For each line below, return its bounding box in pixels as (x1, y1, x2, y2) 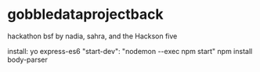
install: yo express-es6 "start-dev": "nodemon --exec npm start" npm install (7, 46, 253, 56)
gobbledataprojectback (7, 5, 164, 23)
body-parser (7, 55, 49, 64)
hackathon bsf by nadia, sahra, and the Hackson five (7, 31, 178, 41)
